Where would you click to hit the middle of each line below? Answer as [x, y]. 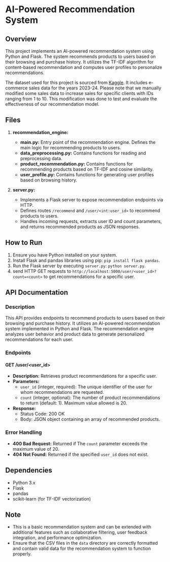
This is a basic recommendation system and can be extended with [82, 527]
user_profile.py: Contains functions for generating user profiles [87, 174]
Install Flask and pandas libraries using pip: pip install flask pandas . [86, 260]
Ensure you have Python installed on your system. [65, 255]
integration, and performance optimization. [57, 538]
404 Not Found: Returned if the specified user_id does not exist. [80, 454]
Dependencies [29, 470]
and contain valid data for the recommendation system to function [82, 549]
